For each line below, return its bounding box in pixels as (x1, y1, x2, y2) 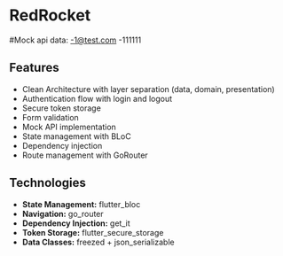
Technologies (9, 175, 87, 190)
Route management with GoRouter (21, 150, 148, 160)
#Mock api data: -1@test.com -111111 (9, 35, 142, 45)
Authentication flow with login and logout (21, 93, 173, 104)
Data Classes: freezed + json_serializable (21, 237, 175, 247)
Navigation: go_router (21, 208, 104, 219)
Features (9, 60, 59, 75)
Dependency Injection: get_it (21, 218, 130, 229)
